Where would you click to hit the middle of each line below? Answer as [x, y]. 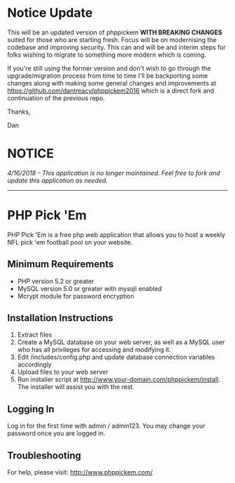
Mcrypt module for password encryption [76, 296]
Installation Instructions [60, 318]
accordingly [35, 365]
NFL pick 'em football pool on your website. [70, 242]
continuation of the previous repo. [56, 98]
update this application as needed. [58, 180]
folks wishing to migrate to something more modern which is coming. [107, 55]
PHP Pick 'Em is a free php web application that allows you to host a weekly [116, 234]
